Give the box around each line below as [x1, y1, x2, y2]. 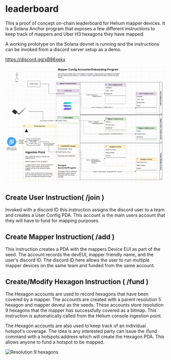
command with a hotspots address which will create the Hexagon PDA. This [5, 334, 165, 340]
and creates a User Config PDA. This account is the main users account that [5, 212, 165, 218]
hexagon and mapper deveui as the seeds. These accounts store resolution [5, 302, 164, 308]
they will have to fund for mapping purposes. [5, 217, 100, 224]
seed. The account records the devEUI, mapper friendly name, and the [5, 252, 154, 258]
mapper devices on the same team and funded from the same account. [5, 263, 155, 269]
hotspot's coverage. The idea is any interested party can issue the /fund [5, 328, 157, 334]
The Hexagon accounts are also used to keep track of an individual [5, 323, 146, 329]
